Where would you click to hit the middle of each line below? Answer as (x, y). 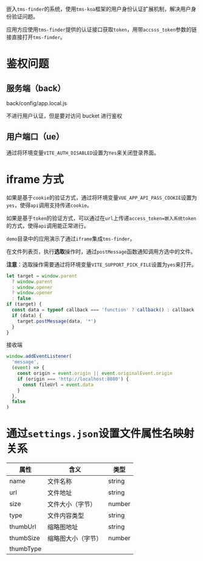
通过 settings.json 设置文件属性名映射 (100, 434)
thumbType (26, 549)
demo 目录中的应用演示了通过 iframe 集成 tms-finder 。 (71, 239)
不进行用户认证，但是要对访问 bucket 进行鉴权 (64, 116)
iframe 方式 (35, 179)
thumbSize (25, 538)
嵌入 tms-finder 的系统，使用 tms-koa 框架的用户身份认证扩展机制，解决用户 (99, 9)
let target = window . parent (42, 276)
